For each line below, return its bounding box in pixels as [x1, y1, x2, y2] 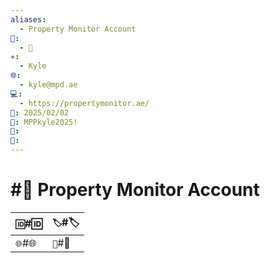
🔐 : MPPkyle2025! [10, 117, 78, 127]
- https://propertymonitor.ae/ [19, 98, 150, 108]
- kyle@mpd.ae [19, 80, 78, 90]
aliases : [10, 14, 47, 25]
